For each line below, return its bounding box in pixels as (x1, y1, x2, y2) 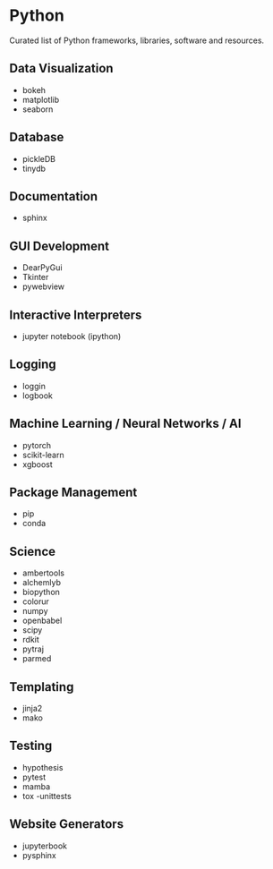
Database (9, 130, 64, 145)
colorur (21, 596, 49, 607)
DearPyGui (21, 262, 63, 273)
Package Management (9, 485, 138, 500)
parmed (21, 653, 52, 664)
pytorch (21, 439, 52, 450)
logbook (21, 390, 54, 401)
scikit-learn (21, 449, 64, 460)
